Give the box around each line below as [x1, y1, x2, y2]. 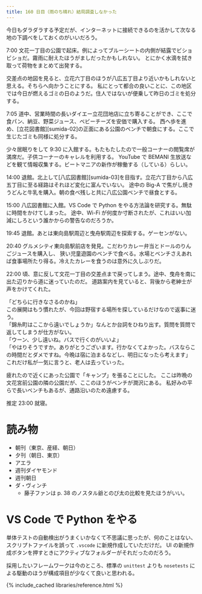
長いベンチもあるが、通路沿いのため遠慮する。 [16, 386, 133, 393]
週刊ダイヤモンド [14, 466, 58, 474]
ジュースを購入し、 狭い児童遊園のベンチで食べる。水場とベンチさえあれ [11, 250, 192, 257]
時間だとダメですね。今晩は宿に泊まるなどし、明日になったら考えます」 [11, 351, 191, 358]
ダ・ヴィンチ [14, 482, 47, 489]
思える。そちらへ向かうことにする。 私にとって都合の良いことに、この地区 [6, 82, 192, 89]
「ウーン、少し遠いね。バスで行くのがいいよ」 [6, 336, 122, 343]
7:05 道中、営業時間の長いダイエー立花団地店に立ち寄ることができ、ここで [6, 110, 193, 117]
